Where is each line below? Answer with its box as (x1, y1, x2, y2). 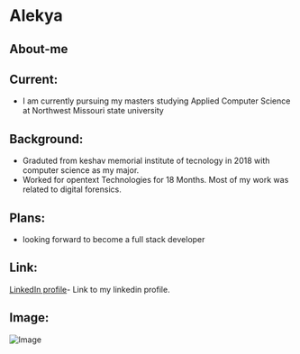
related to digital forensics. (22, 184, 122, 195)
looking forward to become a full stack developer (22, 234, 205, 245)
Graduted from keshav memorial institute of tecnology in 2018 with (22, 155, 270, 167)
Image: (9, 310, 50, 325)
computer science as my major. (22, 165, 140, 176)
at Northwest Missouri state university (22, 105, 164, 116)
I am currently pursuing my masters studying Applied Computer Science (22, 95, 291, 106)
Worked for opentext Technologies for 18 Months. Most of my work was (22, 175, 289, 186)
